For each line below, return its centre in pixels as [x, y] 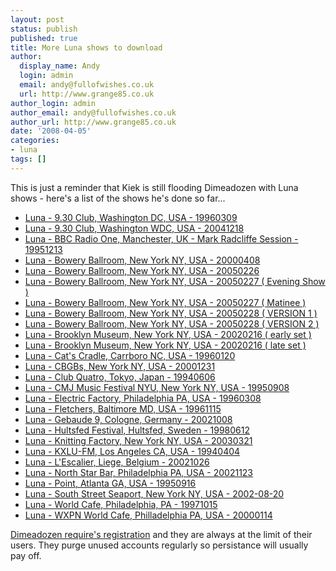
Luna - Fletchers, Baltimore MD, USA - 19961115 [123, 408]
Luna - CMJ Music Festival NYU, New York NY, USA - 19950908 [157, 387]
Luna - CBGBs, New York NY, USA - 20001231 [120, 366]
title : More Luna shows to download [86, 47]
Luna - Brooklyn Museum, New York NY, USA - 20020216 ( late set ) [165, 345]
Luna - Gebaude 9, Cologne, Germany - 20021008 [128, 419]
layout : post [37, 19]
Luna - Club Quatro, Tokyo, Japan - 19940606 [120, 377]
